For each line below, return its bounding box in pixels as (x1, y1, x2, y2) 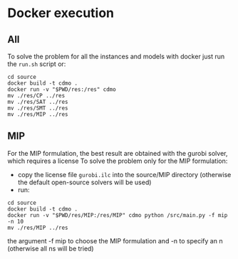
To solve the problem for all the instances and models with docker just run (7, 52, 225, 60)
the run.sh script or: (7, 60, 66, 68)
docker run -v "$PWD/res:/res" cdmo (7, 86, 116, 93)
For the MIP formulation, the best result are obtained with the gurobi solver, (7, 149, 228, 157)
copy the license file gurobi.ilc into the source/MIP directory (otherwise (17, 170, 232, 179)
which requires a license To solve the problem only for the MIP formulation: (7, 157, 228, 165)
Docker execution (7, 5, 115, 21)
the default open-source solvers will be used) (17, 178, 152, 186)
